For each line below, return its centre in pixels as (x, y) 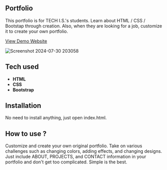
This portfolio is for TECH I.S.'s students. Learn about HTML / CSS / (75, 20)
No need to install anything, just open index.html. (56, 118)
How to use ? (26, 134)
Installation (23, 106)
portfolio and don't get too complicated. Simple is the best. (66, 162)
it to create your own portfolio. (37, 31)
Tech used (22, 67)
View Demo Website (26, 41)
